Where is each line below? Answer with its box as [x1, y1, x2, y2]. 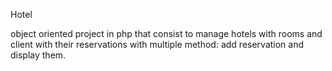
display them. [10, 49, 67, 61]
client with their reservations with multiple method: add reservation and [10, 39, 305, 50]
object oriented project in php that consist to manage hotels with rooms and [10, 28, 323, 39]
